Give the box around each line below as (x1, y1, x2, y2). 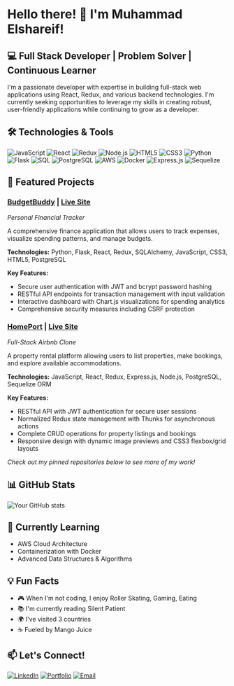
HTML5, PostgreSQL (7, 255, 66, 263)
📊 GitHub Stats (7, 479, 75, 491)
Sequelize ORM (7, 379, 52, 388)
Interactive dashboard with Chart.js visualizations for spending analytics (17, 297, 226, 305)
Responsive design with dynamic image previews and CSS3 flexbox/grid (17, 437, 226, 445)
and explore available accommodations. (7, 358, 122, 367)
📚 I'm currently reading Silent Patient (17, 605, 126, 613)
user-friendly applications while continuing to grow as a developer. (7, 105, 200, 113)
